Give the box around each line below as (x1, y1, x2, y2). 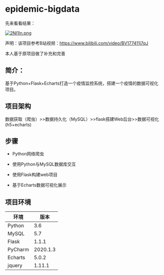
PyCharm (7, 246, 29, 253)
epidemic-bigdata (5, 3, 80, 15)
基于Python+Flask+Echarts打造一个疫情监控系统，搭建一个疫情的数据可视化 (5, 80, 159, 86)
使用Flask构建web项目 (12, 172, 58, 177)
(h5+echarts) (5, 122, 32, 127)
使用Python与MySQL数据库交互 (12, 161, 76, 167)
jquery (7, 262, 23, 269)
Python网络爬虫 (12, 151, 44, 157)
